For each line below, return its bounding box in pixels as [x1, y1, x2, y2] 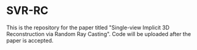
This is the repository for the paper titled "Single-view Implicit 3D [6, 24, 170, 31]
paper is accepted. [6, 37, 54, 44]
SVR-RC [6, 4, 49, 18]
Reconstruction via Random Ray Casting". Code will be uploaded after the [6, 30, 191, 37]
